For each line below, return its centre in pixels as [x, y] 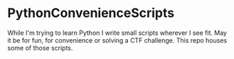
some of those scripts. [40, 48]
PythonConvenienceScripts [91, 13]
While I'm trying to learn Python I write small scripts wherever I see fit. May [117, 33]
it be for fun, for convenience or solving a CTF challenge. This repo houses [117, 40]
